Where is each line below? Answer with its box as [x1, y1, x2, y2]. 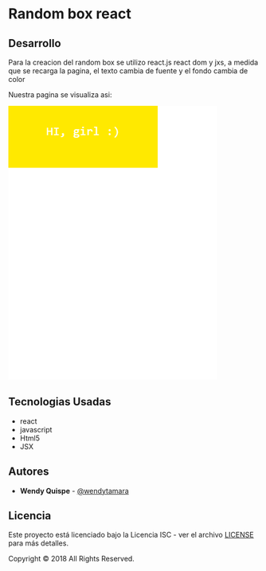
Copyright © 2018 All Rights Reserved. [8, 554, 135, 564]
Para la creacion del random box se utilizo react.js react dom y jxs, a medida [8, 57, 259, 67]
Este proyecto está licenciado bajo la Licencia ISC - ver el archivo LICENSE [8, 530, 254, 540]
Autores [8, 465, 49, 479]
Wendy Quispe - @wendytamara [19, 486, 129, 495]
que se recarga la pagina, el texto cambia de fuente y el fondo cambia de [8, 66, 248, 76]
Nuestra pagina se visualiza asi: [8, 90, 112, 100]
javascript [19, 424, 53, 434]
